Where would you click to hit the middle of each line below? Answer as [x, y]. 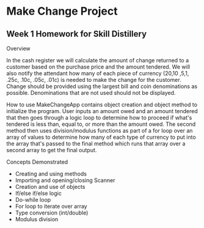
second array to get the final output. [52, 150]
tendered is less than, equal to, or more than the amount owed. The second [101, 124]
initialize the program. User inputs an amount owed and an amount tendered [102, 111]
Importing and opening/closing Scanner [65, 180]
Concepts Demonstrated [37, 162]
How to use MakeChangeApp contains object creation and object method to [102, 105]
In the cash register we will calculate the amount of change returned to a [98, 60]
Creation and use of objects [50, 187]
